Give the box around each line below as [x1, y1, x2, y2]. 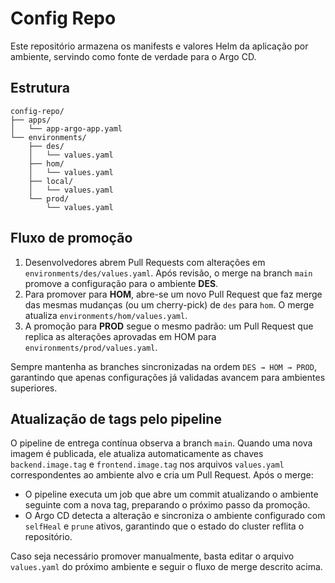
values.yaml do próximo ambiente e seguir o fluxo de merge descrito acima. [10, 561, 323, 573]
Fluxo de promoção [10, 230, 133, 247]
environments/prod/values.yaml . [24, 341, 158, 353]
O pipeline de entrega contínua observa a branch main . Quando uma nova [10, 437, 313, 449]
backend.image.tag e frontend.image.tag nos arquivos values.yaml [10, 458, 285, 471]
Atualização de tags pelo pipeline [10, 410, 222, 427]
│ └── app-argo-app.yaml [10, 123, 123, 134]
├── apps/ [10, 115, 52, 125]
